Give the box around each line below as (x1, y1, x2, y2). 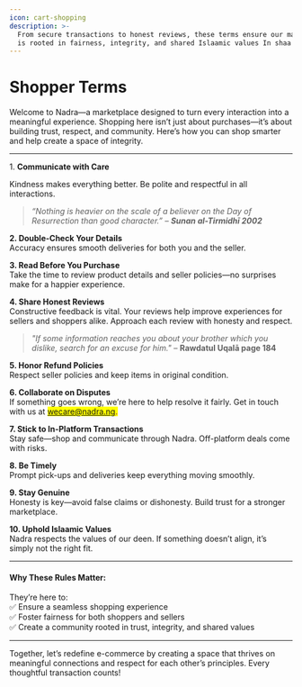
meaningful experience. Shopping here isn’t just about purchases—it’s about (9, 116, 292, 127)
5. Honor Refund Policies (9, 360, 104, 371)
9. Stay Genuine (9, 487, 70, 498)
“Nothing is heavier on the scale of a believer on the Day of (31, 206, 252, 217)
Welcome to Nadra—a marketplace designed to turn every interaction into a (9, 107, 289, 118)
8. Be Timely (9, 460, 57, 471)
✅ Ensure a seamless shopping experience (9, 601, 169, 612)
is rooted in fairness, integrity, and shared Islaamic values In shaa (17, 38, 292, 48)
